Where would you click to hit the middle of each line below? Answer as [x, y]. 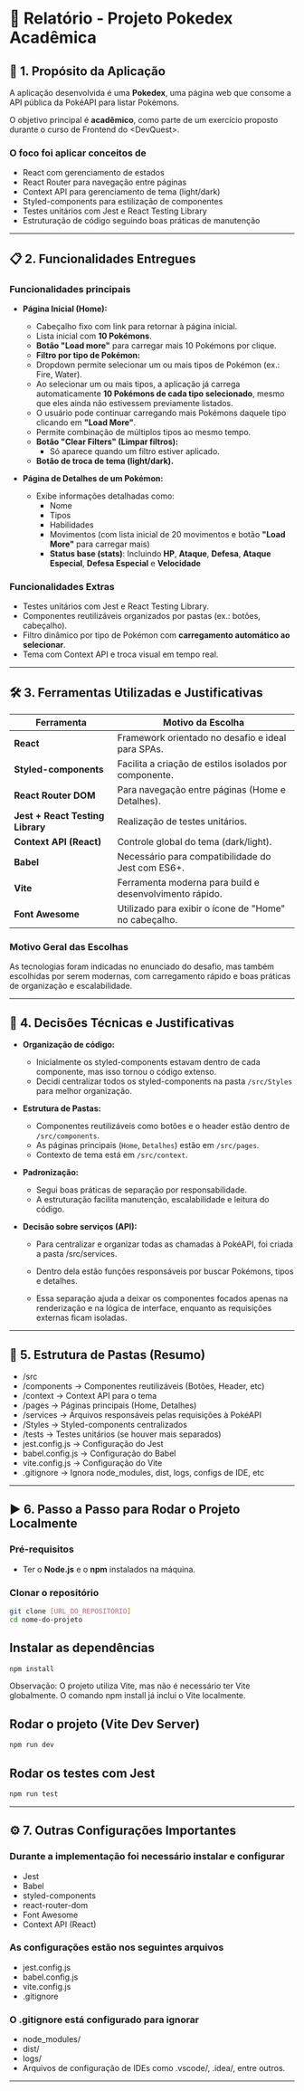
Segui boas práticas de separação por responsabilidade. [141, 1190]
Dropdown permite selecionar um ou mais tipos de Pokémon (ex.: [158, 365]
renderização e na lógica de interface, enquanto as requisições [154, 1308]
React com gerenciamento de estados [93, 173]
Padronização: [51, 1173]
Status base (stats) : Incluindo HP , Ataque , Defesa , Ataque [160, 553]
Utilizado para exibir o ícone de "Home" [201, 908]
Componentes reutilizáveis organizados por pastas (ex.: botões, [141, 616]
